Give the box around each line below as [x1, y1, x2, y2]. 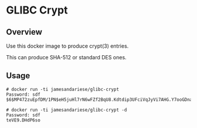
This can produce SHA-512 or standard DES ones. [6, 54, 127, 60]
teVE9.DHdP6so [6, 117, 41, 123]
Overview [6, 27, 43, 37]
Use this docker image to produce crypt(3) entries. [6, 42, 129, 49]
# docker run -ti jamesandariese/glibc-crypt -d [6, 107, 127, 113]
